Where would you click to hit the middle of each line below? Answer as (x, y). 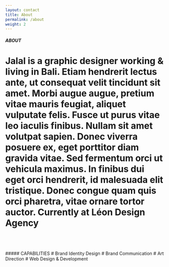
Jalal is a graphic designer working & (84, 61)
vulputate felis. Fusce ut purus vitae (82, 115)
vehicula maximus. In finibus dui (75, 169)
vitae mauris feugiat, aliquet (66, 104)
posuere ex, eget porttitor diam (72, 147)
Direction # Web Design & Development (47, 259)
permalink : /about (25, 19)
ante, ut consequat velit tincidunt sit (83, 83)
